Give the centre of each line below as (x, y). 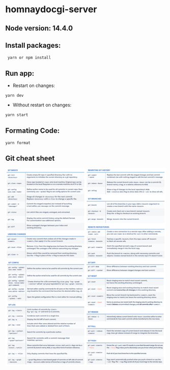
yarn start (17, 115)
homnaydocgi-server (51, 9)
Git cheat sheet (30, 159)
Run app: (20, 73)
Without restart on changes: (42, 105)
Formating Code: (33, 131)
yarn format (18, 143)
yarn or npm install (29, 58)
